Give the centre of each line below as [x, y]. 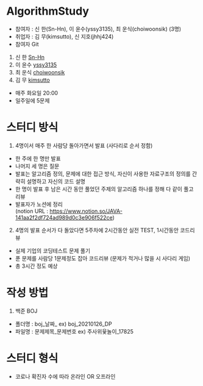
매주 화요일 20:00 [37, 93]
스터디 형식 [32, 359]
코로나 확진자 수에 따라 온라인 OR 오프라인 [65, 376]
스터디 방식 [32, 128]
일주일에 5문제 [32, 100]
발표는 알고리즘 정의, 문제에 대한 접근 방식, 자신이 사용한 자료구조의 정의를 [103, 173]
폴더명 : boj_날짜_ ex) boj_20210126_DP [64, 324]
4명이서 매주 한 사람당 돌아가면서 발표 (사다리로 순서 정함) [84, 145]
